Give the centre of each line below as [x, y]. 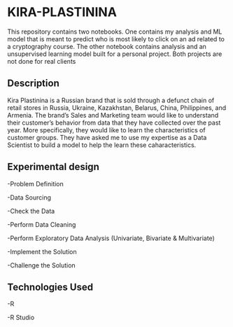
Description [33, 84]
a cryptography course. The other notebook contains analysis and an [107, 46]
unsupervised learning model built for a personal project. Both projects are [115, 54]
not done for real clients [42, 61]
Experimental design [53, 167]
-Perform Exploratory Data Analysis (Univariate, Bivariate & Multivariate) [111, 238]
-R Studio [21, 318]
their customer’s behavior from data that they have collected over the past [114, 123]
